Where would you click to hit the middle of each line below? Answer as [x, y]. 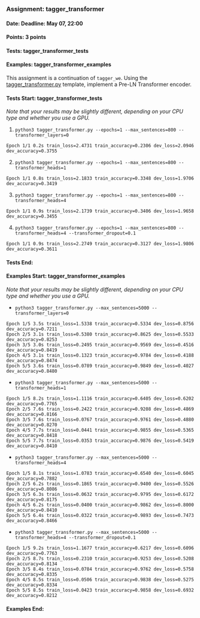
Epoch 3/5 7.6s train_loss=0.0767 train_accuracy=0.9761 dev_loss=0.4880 [100, 420]
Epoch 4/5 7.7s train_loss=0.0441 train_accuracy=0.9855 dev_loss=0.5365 [100, 430]
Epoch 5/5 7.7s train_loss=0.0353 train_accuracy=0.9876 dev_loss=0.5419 [100, 441]
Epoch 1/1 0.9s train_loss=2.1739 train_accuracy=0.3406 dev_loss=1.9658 [100, 211]
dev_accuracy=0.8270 [32, 425]
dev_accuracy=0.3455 [32, 216]
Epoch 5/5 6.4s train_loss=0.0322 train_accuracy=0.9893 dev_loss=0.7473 [100, 515]
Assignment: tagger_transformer [55, 9]
